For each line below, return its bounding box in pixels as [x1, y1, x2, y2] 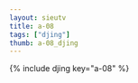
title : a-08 [9, 22, 54, 31]
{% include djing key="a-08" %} [9, 63, 130, 74]
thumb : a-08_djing [9, 38, 78, 48]
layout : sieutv [9, 13, 67, 23]
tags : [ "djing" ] [9, 30, 70, 39]
